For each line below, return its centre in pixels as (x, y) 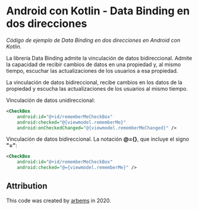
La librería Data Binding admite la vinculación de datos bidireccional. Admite (99, 58)
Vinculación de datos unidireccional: (51, 100)
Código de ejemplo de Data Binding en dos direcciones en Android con (93, 40)
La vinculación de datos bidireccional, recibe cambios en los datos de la (94, 82)
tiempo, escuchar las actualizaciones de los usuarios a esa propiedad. (92, 70)
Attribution (27, 186)
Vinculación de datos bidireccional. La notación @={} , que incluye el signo (98, 139)
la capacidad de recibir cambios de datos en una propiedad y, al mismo (94, 64)
